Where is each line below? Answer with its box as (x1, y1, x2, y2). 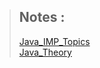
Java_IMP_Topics (18, 35, 91, 47)
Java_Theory (18, 46, 72, 58)
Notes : (18, 9, 66, 26)
